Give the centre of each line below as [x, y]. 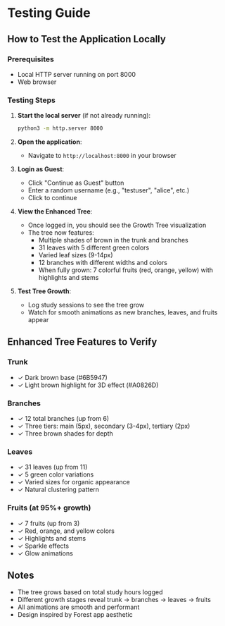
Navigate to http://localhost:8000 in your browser [102, 156]
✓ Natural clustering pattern [58, 490]
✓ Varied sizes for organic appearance [73, 482]
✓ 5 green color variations [56, 474]
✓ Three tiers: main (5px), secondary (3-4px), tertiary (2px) [104, 426]
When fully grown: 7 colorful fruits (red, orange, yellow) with [126, 270]
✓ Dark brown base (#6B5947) [62, 377]
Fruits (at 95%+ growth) [49, 508]
